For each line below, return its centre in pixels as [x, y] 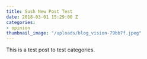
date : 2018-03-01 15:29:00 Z [42, 17]
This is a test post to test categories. [51, 50]
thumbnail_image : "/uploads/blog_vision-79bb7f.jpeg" [74, 33]
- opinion [18, 28]
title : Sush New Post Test [39, 11]
